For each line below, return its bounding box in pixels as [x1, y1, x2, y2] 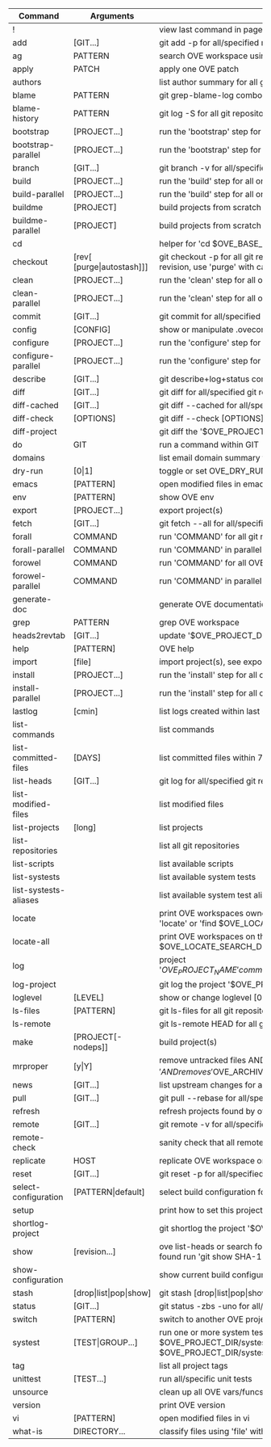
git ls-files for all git [158, 1005, 234, 1016]
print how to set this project [158, 1205, 264, 1216]
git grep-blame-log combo [158, 90, 263, 100]
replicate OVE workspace [158, 1155, 256, 1167]
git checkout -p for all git [158, 251, 254, 262]
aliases [12, 894, 39, 906]
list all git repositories [158, 840, 240, 851]
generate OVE [158, 599, 212, 609]
